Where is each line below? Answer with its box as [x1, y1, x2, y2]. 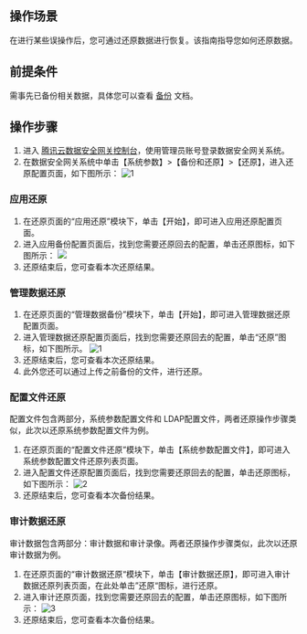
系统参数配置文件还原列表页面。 [22, 456, 143, 467]
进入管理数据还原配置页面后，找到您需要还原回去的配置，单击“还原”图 [22, 332, 287, 343]
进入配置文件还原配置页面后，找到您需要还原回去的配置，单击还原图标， [22, 467, 295, 478]
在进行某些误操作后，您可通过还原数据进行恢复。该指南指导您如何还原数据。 [9, 35, 298, 46]
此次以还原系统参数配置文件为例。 [25, 425, 153, 436]
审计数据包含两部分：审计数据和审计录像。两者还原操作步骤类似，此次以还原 [9, 537, 298, 548]
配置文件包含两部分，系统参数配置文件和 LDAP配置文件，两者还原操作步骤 [9, 414, 290, 425]
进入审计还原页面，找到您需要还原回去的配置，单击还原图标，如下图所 [22, 591, 288, 602]
